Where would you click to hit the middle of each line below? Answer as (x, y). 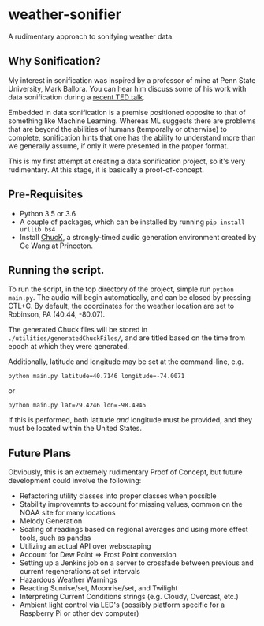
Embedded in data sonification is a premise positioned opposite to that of (127, 112)
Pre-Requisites (46, 195)
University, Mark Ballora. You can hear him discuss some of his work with (127, 88)
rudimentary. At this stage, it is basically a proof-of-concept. (106, 169)
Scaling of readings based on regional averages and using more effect (134, 530)
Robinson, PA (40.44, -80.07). (57, 314)
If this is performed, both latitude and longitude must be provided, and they (130, 420)
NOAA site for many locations (67, 513)
